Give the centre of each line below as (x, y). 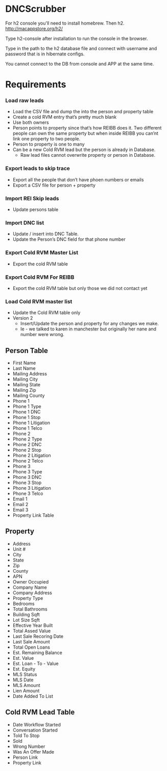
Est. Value (23, 658)
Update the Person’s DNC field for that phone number (69, 239)
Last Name (24, 368)
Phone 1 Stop (27, 418)
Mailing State (27, 385)
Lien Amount (26, 691)
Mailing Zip (25, 390)
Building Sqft (26, 614)
